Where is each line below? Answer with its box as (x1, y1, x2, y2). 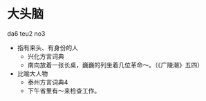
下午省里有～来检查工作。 (27, 87, 101, 95)
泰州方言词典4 (27, 78, 68, 86)
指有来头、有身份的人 (17, 43, 78, 52)
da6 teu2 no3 (7, 29, 46, 38)
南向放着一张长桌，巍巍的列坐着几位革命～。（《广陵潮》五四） (27, 60, 204, 69)
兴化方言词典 (27, 52, 64, 60)
